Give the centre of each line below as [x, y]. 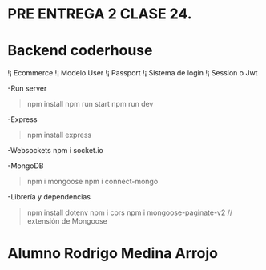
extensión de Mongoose [67, 221]
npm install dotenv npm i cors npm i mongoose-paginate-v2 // [130, 212]
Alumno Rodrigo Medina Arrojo [113, 254]
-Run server [27, 88]
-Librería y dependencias [49, 197]
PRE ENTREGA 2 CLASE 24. [100, 14]
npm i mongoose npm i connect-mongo [93, 182]
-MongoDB [26, 166]
